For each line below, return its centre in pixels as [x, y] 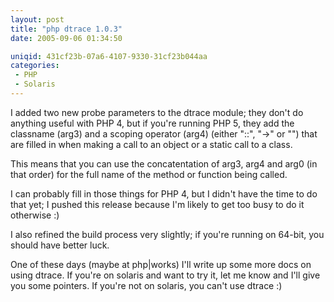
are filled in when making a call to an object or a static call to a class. [151, 144]
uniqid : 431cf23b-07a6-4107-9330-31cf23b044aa [109, 56]
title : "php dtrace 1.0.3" [66, 29]
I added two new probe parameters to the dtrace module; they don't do [157, 112]
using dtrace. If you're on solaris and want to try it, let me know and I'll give [165, 275]
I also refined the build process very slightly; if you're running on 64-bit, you [167, 234]
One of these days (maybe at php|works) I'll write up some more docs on [161, 264]
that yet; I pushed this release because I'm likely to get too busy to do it [157, 204]
